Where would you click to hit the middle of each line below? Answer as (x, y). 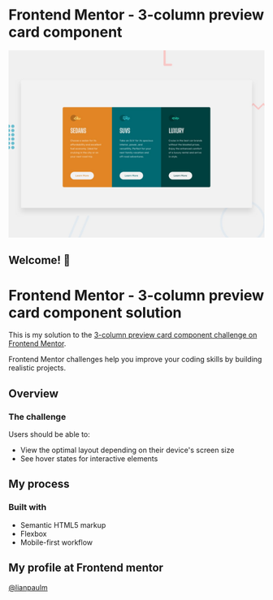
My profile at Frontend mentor (86, 568)
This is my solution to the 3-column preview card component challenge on (133, 335)
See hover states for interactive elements (89, 459)
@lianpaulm (28, 587)
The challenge (37, 417)
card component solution (95, 312)
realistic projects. (37, 368)
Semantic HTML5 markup (63, 524)
